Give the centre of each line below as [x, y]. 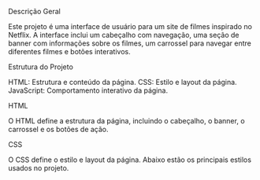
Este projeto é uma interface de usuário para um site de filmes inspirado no [130, 26]
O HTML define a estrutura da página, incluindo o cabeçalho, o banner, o [127, 121]
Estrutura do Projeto [41, 67]
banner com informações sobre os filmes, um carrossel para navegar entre [130, 43]
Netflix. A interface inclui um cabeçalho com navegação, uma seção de [124, 35]
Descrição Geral [34, 11]
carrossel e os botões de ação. [58, 129]
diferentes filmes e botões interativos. [70, 51]
